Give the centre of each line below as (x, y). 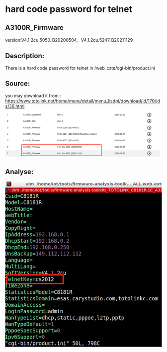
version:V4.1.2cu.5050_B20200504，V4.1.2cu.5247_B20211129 (69, 40)
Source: (18, 84)
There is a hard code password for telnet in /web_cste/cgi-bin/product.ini (80, 68)
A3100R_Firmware (34, 28)
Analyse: (19, 172)
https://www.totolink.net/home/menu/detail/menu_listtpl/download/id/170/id (83, 101)
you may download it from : (33, 95)
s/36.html (15, 106)
